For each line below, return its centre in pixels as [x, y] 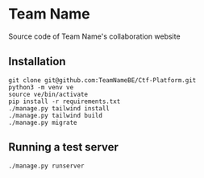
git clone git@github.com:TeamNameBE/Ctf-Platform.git [102, 80]
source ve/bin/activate [48, 94]
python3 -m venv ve [41, 87]
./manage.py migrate [43, 122]
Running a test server [64, 147]
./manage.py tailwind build [56, 115]
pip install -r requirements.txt [65, 101]
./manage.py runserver [46, 166]
